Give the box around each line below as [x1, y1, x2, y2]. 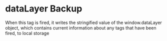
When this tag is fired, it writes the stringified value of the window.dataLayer [5, 19, 162, 25]
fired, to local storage [5, 30, 49, 36]
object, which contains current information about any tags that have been [5, 24, 156, 30]
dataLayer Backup [5, 3, 82, 14]
